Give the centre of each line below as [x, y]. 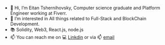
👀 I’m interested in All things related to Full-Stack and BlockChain [78, 18]
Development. [25, 24]
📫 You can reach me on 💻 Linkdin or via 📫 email [62, 37]
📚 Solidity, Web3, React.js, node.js [47, 30]
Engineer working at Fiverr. [38, 13]
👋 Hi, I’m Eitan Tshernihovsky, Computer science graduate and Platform [85, 8]
